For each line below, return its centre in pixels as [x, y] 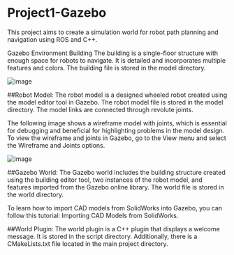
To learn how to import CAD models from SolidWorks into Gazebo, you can [115, 208]
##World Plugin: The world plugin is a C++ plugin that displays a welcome [114, 229]
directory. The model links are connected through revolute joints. [100, 109]
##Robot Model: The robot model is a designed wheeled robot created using [117, 95]
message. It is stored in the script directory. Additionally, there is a [102, 236]
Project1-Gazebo [57, 13]
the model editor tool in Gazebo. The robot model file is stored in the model [115, 102]
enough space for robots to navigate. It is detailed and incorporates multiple [116, 60]
